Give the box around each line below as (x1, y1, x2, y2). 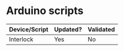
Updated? (53, 25, 82, 33)
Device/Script (9, 25, 49, 33)
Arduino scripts (6, 4, 84, 18)
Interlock (9, 35, 33, 43)
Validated (88, 25, 115, 33)
